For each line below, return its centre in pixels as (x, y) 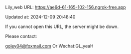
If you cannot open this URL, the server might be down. (62, 26)
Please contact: (21, 36)
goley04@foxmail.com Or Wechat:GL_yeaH (49, 46)
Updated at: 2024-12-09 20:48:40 (40, 17)
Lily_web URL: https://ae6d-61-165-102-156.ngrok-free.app (65, 7)
